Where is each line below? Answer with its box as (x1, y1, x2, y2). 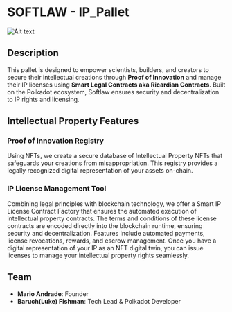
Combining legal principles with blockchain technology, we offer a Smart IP (7, 199, 222, 208)
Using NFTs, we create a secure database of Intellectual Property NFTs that (7, 152, 223, 160)
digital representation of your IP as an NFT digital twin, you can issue (7, 243, 204, 252)
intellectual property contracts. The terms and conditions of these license (7, 214, 217, 223)
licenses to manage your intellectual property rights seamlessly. (7, 251, 189, 259)
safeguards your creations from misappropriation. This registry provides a (7, 159, 218, 167)
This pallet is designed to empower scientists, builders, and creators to (7, 65, 209, 73)
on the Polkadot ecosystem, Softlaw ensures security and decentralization (7, 87, 220, 96)
